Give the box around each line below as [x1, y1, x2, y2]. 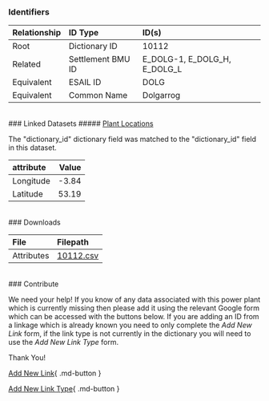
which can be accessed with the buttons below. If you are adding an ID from [8, 312, 259, 322]
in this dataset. [8, 143, 58, 152]
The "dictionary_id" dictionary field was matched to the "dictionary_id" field [8, 135, 257, 144]
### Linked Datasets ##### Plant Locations [8, 119, 154, 128]
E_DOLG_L [143, 63, 183, 75]
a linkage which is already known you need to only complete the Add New [8, 320, 252, 330]
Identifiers [8, 6, 50, 18]
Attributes [12, 250, 50, 261]
